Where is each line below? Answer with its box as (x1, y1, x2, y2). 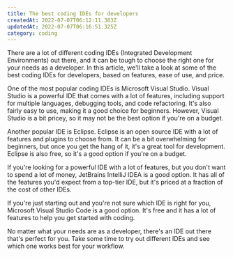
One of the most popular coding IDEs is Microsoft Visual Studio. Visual (7, 84, 209, 93)
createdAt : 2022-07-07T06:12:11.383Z (7, 17, 117, 24)
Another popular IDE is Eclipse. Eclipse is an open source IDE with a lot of (7, 127, 218, 136)
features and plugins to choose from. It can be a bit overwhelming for (7, 135, 207, 143)
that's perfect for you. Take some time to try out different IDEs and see (7, 235, 211, 243)
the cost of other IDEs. (7, 185, 72, 194)
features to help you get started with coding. (7, 214, 135, 222)
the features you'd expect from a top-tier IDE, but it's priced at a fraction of (7, 178, 223, 187)
